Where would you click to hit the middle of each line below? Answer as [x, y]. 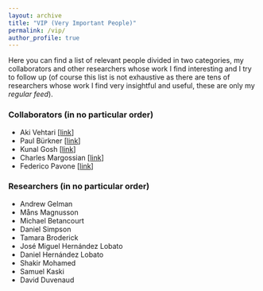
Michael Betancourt [52, 220]
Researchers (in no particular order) [79, 186]
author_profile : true [44, 38]
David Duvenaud [47, 280]
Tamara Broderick [49, 237]
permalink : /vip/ [37, 30]
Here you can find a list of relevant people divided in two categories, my [126, 60]
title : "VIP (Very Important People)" [72, 23]
